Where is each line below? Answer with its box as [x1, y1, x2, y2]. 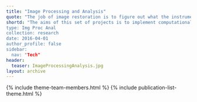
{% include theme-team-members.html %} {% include [6, 84, 137, 91]
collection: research [6, 30, 59, 36]
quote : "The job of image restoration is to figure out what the [6, 14, 169, 20]
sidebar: [6, 47, 28, 52]
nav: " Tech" [11, 52, 41, 58]
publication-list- [138, 84, 177, 91]
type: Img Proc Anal [6, 24, 57, 31]
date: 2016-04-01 [6, 36, 49, 41]
